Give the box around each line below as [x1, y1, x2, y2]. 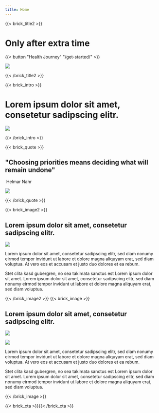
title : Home [5, 7, 29, 12]
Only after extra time [5, 38, 90, 49]
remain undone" [5, 165, 55, 174]
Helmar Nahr [6, 179, 32, 185]
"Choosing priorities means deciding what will [5, 158, 148, 166]
